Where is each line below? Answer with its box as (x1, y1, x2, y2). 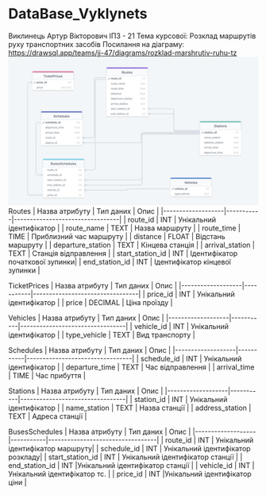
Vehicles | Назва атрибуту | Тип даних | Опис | (8, 313, 164, 323)
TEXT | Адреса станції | (8, 412, 87, 421)
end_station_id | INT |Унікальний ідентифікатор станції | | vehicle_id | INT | (8, 461, 256, 470)
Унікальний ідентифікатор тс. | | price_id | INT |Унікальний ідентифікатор (8, 470, 252, 479)
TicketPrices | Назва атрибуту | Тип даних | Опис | (8, 281, 177, 291)
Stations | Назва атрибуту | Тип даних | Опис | (8, 386, 164, 396)
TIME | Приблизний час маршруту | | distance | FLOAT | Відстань (8, 232, 226, 242)
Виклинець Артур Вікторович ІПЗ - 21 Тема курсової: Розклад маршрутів (8, 31, 256, 41)
